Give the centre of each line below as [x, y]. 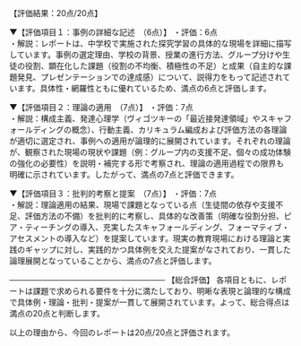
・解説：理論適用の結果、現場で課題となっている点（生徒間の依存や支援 [142, 205]
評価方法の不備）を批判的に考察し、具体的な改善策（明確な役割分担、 [154, 216]
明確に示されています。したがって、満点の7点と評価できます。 [124, 174]
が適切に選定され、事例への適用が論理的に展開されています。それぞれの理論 [150, 141]
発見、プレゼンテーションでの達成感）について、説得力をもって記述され [150, 77]
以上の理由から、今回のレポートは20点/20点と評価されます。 [122, 333]
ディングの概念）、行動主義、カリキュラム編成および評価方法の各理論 [160, 130]
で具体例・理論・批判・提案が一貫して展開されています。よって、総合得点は [149, 302]
